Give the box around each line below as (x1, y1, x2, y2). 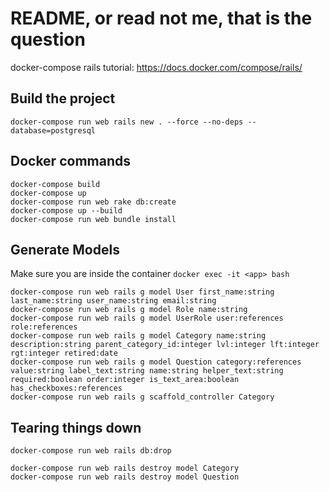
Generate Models (10, 241, 120, 258)
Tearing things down (10, 419, 142, 436)
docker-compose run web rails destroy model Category (10, 463, 240, 474)
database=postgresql (10, 125, 97, 136)
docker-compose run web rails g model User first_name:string (10, 287, 275, 297)
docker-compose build (10, 179, 101, 189)
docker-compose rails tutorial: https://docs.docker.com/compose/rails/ (10, 61, 303, 73)
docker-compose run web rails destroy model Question (10, 472, 240, 482)
